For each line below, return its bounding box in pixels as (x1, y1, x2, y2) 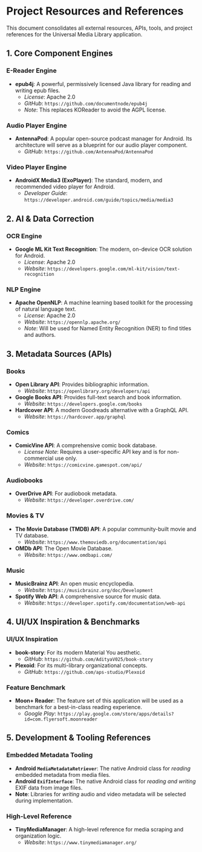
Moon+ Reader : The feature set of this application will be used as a (15, 697, 183, 704)
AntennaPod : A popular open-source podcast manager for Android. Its (15, 135, 192, 142)
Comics (6, 428, 30, 436)
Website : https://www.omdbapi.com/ (24, 551, 113, 558)
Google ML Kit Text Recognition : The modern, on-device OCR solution (15, 245, 192, 253)
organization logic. (15, 832, 62, 840)
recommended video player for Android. (15, 183, 115, 190)
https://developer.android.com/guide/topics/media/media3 (24, 197, 174, 204)
